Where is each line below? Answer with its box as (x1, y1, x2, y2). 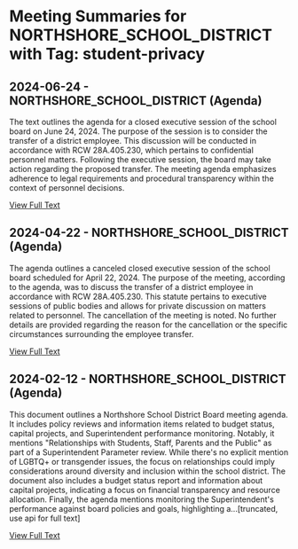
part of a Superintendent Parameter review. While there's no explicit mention (9, 446, 289, 458)
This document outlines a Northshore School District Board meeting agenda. (9, 409, 288, 420)
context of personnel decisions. (9, 183, 125, 192)
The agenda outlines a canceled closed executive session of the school (9, 263, 271, 273)
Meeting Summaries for (9, 6, 187, 27)
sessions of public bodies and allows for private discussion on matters (9, 300, 266, 311)
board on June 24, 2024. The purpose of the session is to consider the (9, 126, 268, 137)
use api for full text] (9, 513, 81, 523)
